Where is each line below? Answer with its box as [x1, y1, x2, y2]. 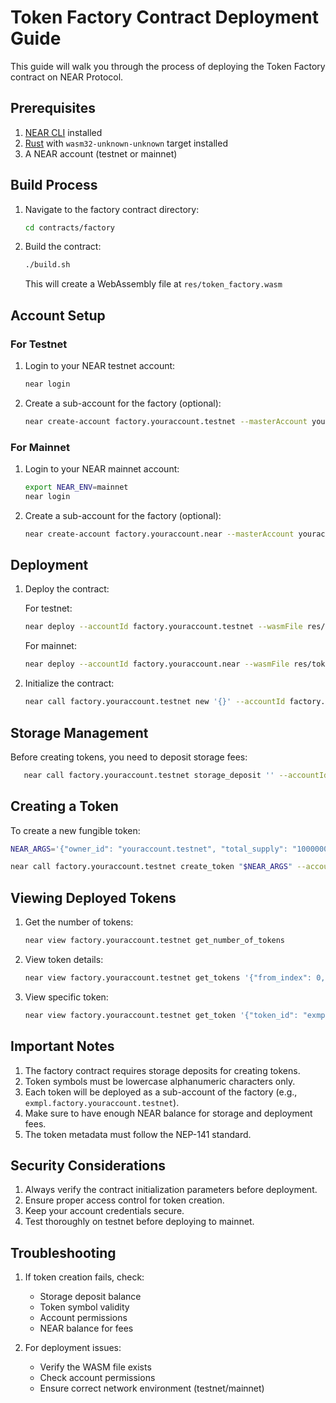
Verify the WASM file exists [39, 1361, 152, 1373]
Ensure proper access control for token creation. [24, 1194, 225, 1206]
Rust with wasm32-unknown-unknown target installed [24, 137, 228, 149]
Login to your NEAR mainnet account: [24, 463, 180, 475]
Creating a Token [10, 798, 119, 815]
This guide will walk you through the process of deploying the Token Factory [10, 60, 326, 72]
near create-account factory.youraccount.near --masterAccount [24, 529, 295, 539]
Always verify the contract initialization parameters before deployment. [24, 1184, 318, 1196]
